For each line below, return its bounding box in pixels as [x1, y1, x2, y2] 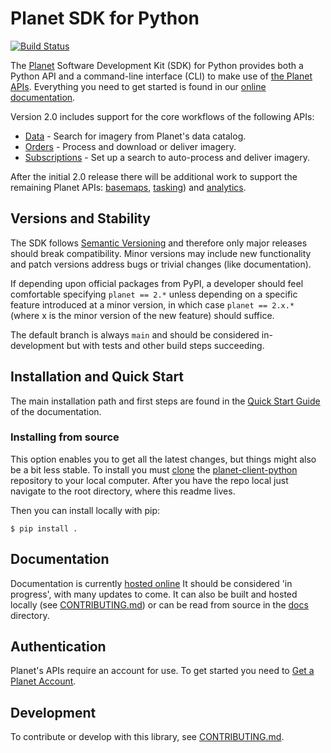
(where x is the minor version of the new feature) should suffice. [10, 309, 275, 321]
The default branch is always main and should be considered [10, 328, 260, 341]
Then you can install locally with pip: [10, 504, 161, 516]
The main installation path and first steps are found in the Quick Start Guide [10, 395, 321, 407]
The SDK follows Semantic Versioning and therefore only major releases [10, 237, 308, 249]
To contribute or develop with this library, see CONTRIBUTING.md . [10, 731, 285, 743]
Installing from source [10, 430, 120, 444]
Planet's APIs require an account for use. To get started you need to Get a [10, 665, 315, 677]
